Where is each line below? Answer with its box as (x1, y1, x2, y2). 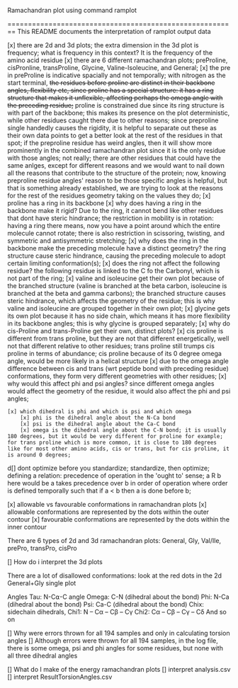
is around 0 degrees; (7, 452, 72, 459)
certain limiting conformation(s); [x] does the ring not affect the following (7, 259, 220, 268)
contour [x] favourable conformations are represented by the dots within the (7, 515, 230, 523)
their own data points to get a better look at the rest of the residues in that (7, 131, 223, 139)
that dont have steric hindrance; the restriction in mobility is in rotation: (7, 214, 214, 222)
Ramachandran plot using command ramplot (7, 6, 137, 14)
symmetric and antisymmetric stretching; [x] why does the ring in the (7, 236, 209, 245)
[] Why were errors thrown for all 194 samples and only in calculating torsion (7, 629, 230, 637)
